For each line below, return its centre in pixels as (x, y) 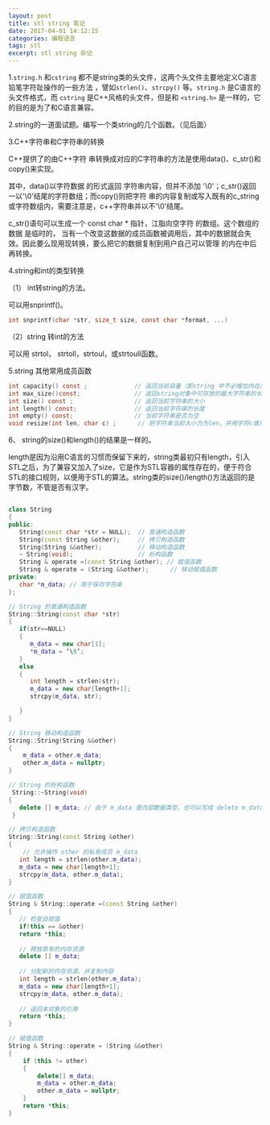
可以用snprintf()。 (38, 305)
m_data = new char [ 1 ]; (67, 644)
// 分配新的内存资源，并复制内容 (66, 972)
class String (30, 510)
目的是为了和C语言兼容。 (57, 107)
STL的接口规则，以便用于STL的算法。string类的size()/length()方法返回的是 (132, 477)
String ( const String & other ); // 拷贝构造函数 (102, 540)
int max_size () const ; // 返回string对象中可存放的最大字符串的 (133, 393)
